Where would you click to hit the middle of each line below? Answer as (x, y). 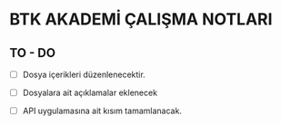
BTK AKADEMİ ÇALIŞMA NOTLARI (141, 19)
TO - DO (33, 53)
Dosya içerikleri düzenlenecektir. (84, 74)
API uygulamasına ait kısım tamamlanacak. (102, 111)
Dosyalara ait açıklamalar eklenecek (90, 93)
